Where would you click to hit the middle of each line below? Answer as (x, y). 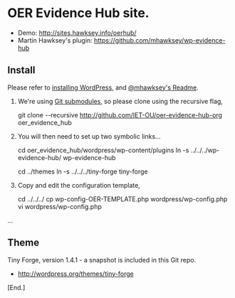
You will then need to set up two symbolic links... (89, 136)
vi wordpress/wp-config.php (59, 206)
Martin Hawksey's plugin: (55, 40)
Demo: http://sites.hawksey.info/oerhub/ (77, 33)
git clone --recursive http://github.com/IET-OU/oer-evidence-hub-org (120, 115)
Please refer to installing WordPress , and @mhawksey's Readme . (103, 87)
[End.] (16, 287)
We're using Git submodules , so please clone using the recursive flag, (120, 101)
